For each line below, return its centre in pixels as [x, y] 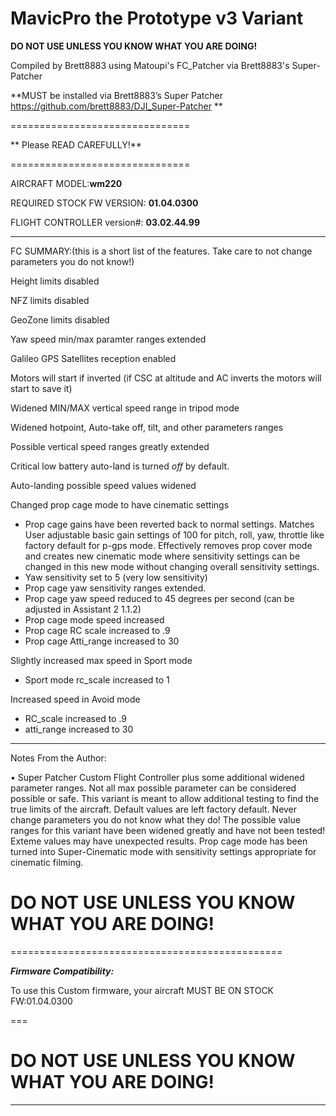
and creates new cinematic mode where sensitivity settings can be [162, 556]
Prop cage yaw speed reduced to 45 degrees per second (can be [159, 598]
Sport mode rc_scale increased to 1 [97, 679]
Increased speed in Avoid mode [75, 699]
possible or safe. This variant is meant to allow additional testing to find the [165, 798]
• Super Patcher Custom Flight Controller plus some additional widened [157, 777]
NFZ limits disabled [50, 300]
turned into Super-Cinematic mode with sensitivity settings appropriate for [163, 851]
